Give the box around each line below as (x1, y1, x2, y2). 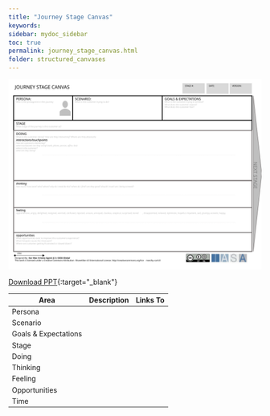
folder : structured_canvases (8, 56, 106, 64)
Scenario (11, 318, 42, 327)
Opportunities (11, 385, 58, 394)
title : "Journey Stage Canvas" (8, 13, 113, 21)
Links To (135, 294, 165, 305)
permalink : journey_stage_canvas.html (8, 47, 138, 56)
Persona (11, 307, 40, 316)
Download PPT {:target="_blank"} (8, 278, 118, 286)
